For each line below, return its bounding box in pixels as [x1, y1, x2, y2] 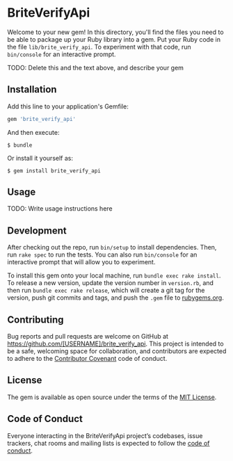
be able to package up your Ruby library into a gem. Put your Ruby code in [7, 35, 221, 43]
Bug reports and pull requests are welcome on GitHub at [7, 332, 169, 341]
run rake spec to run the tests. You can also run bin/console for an [7, 250, 198, 259]
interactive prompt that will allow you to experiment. [7, 258, 156, 266]
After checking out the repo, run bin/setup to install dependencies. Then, [7, 243, 217, 252]
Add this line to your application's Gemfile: [7, 102, 129, 111]
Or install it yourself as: [7, 154, 73, 162]
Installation [7, 83, 57, 95]
